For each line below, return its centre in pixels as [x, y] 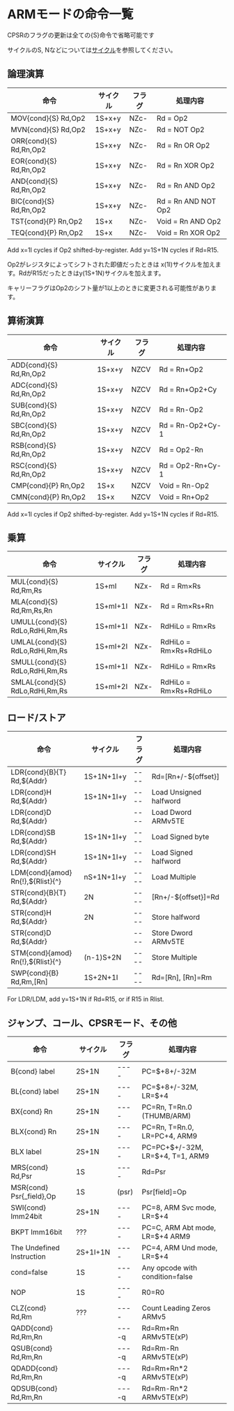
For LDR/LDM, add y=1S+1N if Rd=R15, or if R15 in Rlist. [86, 999]
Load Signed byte [180, 837]
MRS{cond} [30, 1167]
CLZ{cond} [29, 1308]
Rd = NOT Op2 [180, 129]
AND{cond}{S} [34, 181]
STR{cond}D [31, 933]
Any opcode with [169, 1268]
